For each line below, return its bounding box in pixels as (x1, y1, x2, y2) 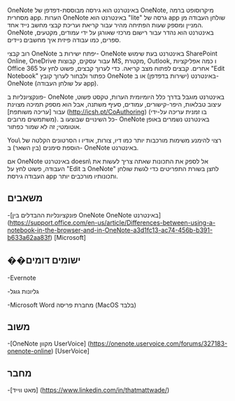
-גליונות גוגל (7, 287, 40, 295)
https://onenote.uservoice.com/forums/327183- (90, 339, 228, 348)
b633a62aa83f (7, 233, 50, 241)
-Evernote (7, 273, 36, 282)
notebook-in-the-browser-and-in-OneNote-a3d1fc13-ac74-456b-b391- (7, 226, 213, 234)
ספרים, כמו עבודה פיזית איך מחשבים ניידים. (7, 36, 121, 44)
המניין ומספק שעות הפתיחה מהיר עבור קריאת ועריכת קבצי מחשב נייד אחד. (7, 21, 204, 29)
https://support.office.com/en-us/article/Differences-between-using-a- (9, 218, 215, 226)
